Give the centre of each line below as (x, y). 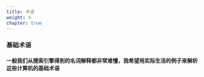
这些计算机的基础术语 (33, 68)
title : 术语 (20, 12)
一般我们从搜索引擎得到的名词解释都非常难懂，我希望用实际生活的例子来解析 (102, 60)
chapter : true (24, 23)
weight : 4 (19, 17)
